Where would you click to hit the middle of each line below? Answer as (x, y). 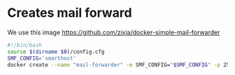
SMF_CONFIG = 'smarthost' (42, 58)
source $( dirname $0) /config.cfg (56, 52)
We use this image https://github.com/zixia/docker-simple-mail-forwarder (114, 32)
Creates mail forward (70, 13)
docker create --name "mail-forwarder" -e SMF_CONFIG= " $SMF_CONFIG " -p (114, 64)
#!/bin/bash (24, 45)
